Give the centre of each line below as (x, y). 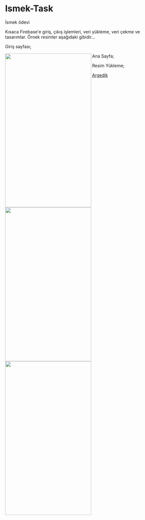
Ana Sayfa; (103, 56)
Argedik (100, 75)
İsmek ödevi (17, 22)
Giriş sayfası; (18, 46)
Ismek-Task (29, 9)
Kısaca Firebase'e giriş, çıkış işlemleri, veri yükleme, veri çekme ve (72, 32)
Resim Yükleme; (108, 65)
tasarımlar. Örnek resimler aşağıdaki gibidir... (50, 37)
